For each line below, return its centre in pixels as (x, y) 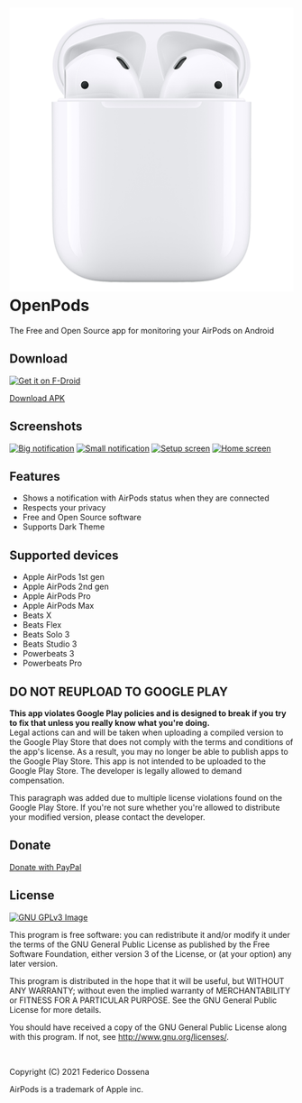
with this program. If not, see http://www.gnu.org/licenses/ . (119, 1036)
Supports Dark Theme (64, 527)
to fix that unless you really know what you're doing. (110, 723)
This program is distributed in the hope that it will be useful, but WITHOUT (147, 980)
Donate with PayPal (46, 867)
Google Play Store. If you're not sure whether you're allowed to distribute (145, 807)
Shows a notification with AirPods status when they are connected (146, 498)
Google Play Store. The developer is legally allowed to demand (125, 771)
